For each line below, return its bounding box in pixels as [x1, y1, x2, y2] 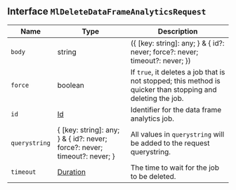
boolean [57, 80, 84, 90]
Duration [57, 167, 86, 177]
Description [157, 26, 198, 36]
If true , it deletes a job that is [130, 67, 225, 76]
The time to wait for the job [130, 163, 220, 172]
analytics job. [130, 114, 174, 123]
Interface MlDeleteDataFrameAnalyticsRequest [7, 6, 206, 18]
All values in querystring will [130, 129, 225, 139]
